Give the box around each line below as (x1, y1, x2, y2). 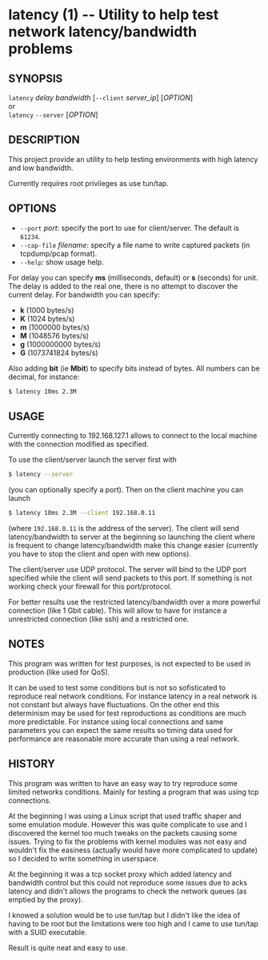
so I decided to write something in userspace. (8, 853, 159, 863)
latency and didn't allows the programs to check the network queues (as (8, 886, 247, 896)
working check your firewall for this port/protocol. (8, 581, 172, 591)
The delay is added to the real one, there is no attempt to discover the (8, 281, 238, 290)
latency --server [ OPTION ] (8, 110, 98, 119)
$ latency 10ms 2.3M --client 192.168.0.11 (8, 509, 156, 517)
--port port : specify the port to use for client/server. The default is (19, 223, 240, 233)
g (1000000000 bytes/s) (19, 339, 102, 349)
